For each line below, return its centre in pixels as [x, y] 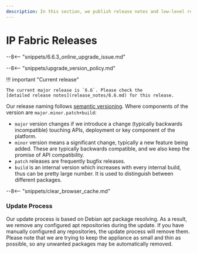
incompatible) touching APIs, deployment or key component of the [95, 130]
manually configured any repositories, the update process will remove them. [98, 231]
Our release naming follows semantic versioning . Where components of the [97, 106]
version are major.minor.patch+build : [51, 112]
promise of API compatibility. [49, 155]
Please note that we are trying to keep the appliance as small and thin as [94, 237]
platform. [26, 136]
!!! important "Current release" [43, 79]
